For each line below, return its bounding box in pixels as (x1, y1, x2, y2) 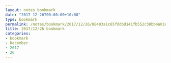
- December (5, 41, 28, 46)
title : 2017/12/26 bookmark (5, 26, 65, 31)
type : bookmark (5, 17, 38, 22)
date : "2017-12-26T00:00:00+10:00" (5, 12, 81, 17)
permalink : (5, 21, 28, 27)
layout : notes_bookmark (5, 7, 56, 13)
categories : (5, 31, 31, 36)
